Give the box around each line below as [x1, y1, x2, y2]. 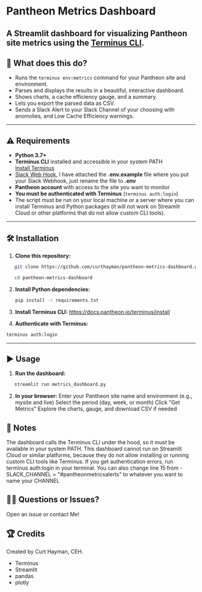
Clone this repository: [14, 252, 71, 260]
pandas [14, 572, 34, 579]
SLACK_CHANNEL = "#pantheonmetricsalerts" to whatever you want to [6, 471, 183, 478]
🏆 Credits [6, 529, 45, 539]
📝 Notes [6, 423, 37, 433]
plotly [14, 579, 29, 586]
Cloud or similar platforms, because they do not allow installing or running [6, 452, 189, 459]
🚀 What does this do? [6, 58, 87, 68]
